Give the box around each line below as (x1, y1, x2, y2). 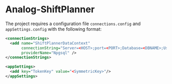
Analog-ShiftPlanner (5, 4, 95, 15)
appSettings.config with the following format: (5, 26, 102, 32)
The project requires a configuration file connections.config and (5, 20, 141, 27)
